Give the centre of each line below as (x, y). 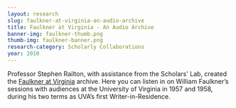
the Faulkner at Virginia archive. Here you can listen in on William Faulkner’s (118, 81)
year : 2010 (23, 54)
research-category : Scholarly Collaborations (76, 47)
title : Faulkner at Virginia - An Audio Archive (81, 27)
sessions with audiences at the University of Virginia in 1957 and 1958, (110, 89)
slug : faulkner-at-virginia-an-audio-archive (76, 21)
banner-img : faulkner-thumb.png (55, 34)
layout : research (33, 14)
